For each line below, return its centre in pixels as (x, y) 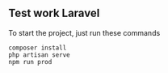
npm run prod (30, 62)
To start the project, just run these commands (84, 32)
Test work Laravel (54, 13)
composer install (38, 48)
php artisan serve (39, 55)
